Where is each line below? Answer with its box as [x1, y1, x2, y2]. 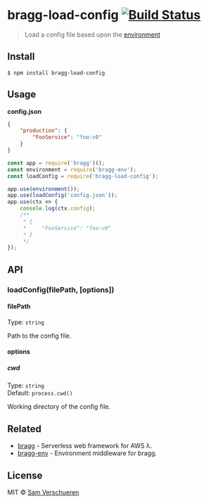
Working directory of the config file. [7, 402, 111, 411]
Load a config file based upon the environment [24, 30, 160, 39]
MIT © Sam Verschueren [7, 488, 79, 497]
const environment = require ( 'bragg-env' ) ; [7, 166, 137, 173]
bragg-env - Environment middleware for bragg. [17, 449, 157, 457]
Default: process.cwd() [7, 389, 73, 397]
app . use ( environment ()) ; [7, 185, 80, 193]
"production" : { [20, 127, 68, 134]
